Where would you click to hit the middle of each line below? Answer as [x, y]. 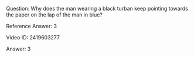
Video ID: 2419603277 [33, 37]
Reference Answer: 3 [32, 26]
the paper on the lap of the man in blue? [54, 15]
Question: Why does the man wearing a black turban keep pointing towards [97, 9]
